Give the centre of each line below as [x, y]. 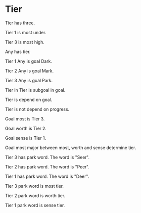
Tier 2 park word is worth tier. [35, 195]
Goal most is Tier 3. [25, 119]
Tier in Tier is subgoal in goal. [35, 90]
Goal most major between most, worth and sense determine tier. [70, 148]
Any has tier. [18, 52]
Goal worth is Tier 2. [26, 128]
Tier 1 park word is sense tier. [35, 205]
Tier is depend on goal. [29, 100]
